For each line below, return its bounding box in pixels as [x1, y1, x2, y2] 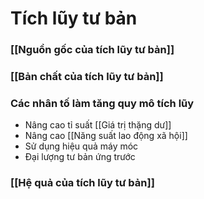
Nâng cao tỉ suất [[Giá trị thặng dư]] [24, 119, 172, 131]
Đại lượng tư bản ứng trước [24, 151, 136, 163]
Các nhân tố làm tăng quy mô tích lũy [10, 96, 195, 110]
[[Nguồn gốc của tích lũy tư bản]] [10, 43, 175, 57]
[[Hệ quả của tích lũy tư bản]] [10, 176, 155, 190]
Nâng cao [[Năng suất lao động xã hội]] [24, 130, 188, 142]
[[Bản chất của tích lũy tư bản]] [10, 70, 164, 84]
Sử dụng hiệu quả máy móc [24, 140, 139, 152]
